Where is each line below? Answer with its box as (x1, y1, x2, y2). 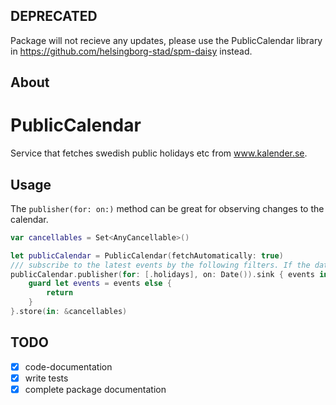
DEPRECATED (10, 8, 98, 25)
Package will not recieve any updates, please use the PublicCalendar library (10, 34, 323, 46)
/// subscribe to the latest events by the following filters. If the (10, 260, 311, 270)
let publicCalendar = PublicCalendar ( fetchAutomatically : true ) (10, 250, 284, 261)
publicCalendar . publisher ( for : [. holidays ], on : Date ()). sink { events (10, 269, 315, 279)
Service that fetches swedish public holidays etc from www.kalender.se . (10, 147, 308, 159)
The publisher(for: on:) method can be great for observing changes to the (10, 202, 325, 214)
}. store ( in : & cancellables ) (10, 307, 128, 317)
